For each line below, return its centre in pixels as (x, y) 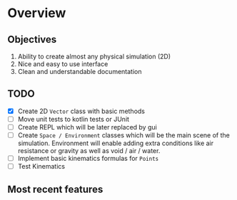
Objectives (32, 40)
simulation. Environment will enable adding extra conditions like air (116, 143)
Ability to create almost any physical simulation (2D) (94, 56)
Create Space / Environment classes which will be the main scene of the (123, 135)
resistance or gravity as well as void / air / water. (89, 151)
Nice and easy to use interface (63, 64)
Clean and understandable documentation (80, 72)
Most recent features (55, 189)
